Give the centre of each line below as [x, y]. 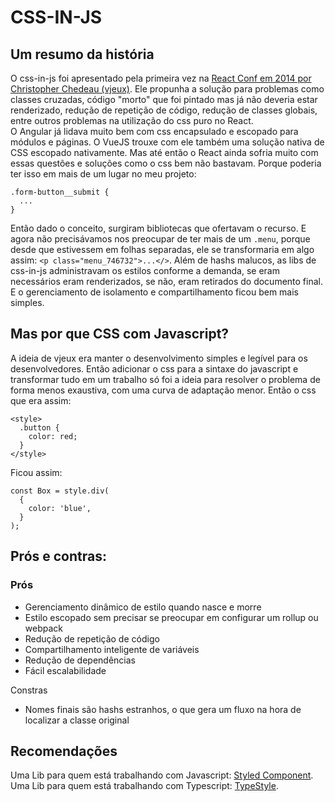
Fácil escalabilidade [65, 670]
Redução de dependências [80, 660]
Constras [29, 690]
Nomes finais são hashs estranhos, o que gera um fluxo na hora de [163, 709]
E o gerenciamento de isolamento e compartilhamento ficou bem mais [155, 292]
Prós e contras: [58, 556]
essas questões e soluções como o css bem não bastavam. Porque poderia [166, 163]
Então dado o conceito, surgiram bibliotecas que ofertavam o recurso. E [158, 228]
